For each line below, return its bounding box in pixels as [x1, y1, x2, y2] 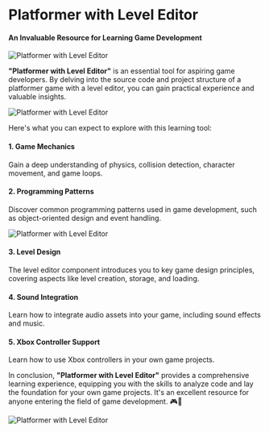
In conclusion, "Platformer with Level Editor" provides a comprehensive [8, 371, 250, 380]
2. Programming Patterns [8, 187, 94, 197]
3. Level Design [8, 247, 61, 257]
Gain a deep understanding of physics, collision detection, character [8, 160, 235, 169]
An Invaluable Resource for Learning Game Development [8, 32, 203, 42]
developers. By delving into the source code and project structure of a [8, 75, 242, 85]
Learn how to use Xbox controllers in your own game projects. [8, 355, 215, 364]
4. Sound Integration [8, 292, 79, 301]
